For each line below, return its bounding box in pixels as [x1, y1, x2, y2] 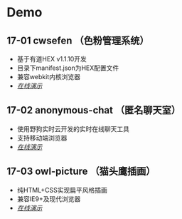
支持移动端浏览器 [16, 133, 68, 142]
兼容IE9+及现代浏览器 [16, 194, 81, 203]
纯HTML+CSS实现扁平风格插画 [16, 185, 108, 194]
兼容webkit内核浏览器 [16, 73, 81, 81]
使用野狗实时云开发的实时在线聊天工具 [16, 124, 129, 133]
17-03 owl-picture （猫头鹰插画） [6, 165, 156, 178]
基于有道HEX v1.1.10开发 [16, 55, 87, 63]
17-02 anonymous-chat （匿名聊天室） [6, 104, 181, 116]
